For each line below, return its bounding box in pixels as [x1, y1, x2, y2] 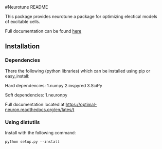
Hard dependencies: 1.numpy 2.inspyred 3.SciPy [5, 82, 103, 88]
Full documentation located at [5, 101, 65, 107]
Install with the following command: [5, 130, 76, 135]
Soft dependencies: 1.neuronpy [5, 92, 68, 98]
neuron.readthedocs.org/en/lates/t [5, 107, 74, 112]
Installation [5, 42, 40, 51]
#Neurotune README [5, 4, 48, 10]
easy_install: [5, 73, 30, 79]
